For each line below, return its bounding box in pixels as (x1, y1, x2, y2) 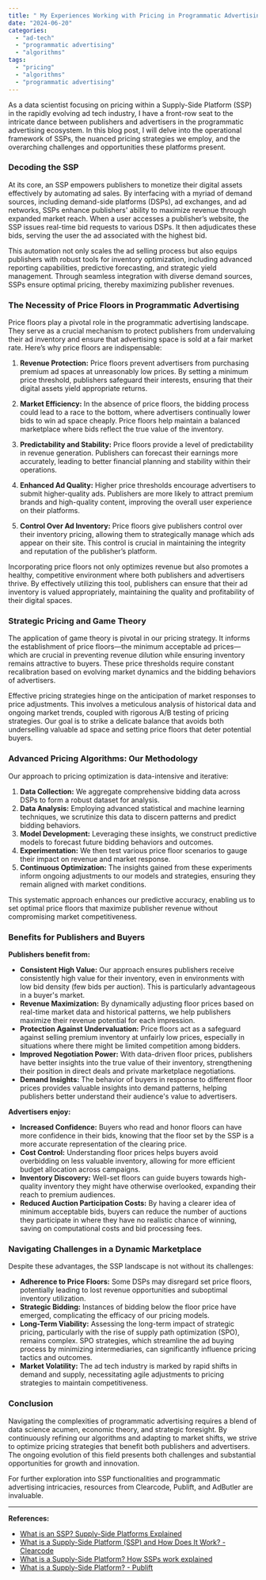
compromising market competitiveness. (8, 911, 137, 921)
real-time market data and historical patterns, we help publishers (19, 1006, 231, 1017)
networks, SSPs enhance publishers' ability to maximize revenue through (8, 205, 247, 214)
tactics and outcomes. (19, 1353, 93, 1362)
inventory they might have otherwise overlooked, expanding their (43, 1181, 256, 1191)
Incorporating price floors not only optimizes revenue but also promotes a (8, 562, 249, 572)
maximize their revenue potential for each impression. (19, 1015, 196, 1025)
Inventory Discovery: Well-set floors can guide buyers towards (19, 1172, 228, 1182)
